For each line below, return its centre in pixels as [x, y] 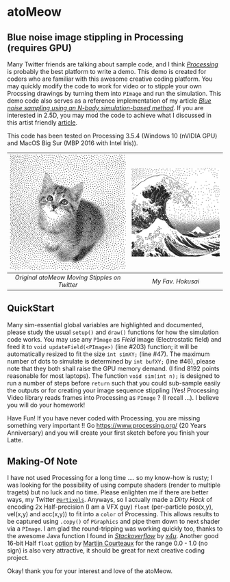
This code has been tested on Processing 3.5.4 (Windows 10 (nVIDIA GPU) [112, 136]
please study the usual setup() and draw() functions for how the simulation [113, 332]
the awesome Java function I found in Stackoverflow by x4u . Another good [113, 536]
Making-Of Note [42, 462]
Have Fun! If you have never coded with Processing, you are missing [104, 418]
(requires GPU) [39, 48]
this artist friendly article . [42, 123]
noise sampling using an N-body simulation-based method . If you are [105, 108]
